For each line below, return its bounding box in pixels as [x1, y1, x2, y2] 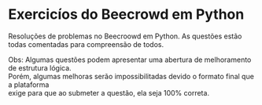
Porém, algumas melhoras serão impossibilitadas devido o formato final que [8, 71, 254, 81]
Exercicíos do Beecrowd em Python [8, 5, 245, 24]
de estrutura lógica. [8, 63, 72, 72]
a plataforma [8, 80, 50, 89]
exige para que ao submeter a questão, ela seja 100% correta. [8, 88, 210, 97]
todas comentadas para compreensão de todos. [8, 39, 164, 49]
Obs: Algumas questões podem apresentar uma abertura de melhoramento [8, 55, 252, 64]
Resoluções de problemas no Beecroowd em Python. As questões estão [8, 31, 242, 41]
